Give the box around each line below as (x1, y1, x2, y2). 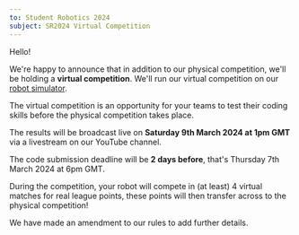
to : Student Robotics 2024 (9, 13, 110, 22)
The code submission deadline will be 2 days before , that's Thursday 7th (9, 153, 280, 164)
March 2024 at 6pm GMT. (9, 163, 105, 174)
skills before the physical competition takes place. (9, 109, 195, 120)
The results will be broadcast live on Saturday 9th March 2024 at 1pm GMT (9, 126, 290, 137)
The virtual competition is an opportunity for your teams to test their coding (9, 100, 288, 110)
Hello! (9, 46, 31, 57)
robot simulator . (9, 83, 67, 93)
